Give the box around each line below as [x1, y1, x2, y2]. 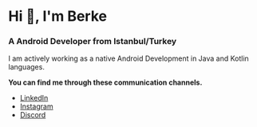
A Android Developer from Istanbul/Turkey [8, 36, 177, 47]
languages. [8, 62, 45, 72]
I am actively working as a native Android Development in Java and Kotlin [8, 54, 249, 63]
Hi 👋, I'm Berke [8, 7, 108, 26]
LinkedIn [19, 93, 49, 103]
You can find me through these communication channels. [8, 77, 203, 87]
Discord [19, 110, 46, 120]
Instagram [19, 101, 53, 111]
